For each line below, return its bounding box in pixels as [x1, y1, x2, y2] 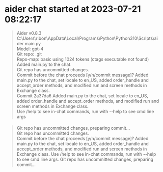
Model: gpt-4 [16, 46, 44, 52]
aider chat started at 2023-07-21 [4, 3, 141, 15]
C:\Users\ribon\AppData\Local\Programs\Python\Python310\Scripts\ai [16, 35, 158, 41]
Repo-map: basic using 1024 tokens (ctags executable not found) [16, 56, 149, 62]
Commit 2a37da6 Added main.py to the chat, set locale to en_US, [16, 92, 148, 99]
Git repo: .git [16, 51, 42, 57]
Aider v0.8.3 [16, 30, 42, 36]
